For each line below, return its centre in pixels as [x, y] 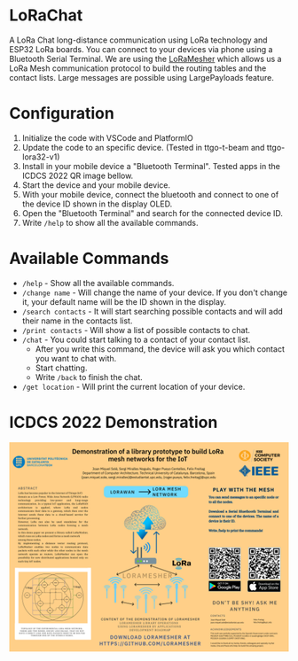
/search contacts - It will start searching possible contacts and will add [153, 311]
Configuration [62, 114]
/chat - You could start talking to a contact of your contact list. [136, 339]
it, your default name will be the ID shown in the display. [124, 301]
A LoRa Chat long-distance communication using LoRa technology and [138, 40]
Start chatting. [61, 368]
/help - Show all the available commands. [98, 283]
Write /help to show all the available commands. [110, 222]
